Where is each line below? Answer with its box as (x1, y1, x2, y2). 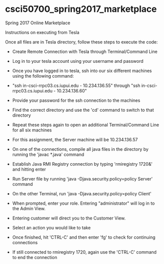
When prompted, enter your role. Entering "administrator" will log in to (12, 200, 155, 206)
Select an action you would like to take (12, 224, 91, 230)
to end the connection (12, 254, 58, 260)
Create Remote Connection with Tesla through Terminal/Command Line (12, 48, 158, 54)
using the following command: (12, 73, 74, 79)
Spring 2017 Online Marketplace (5, 20, 71, 26)
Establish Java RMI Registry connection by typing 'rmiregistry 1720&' (12, 161, 153, 167)
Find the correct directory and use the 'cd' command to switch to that (12, 107, 154, 113)
